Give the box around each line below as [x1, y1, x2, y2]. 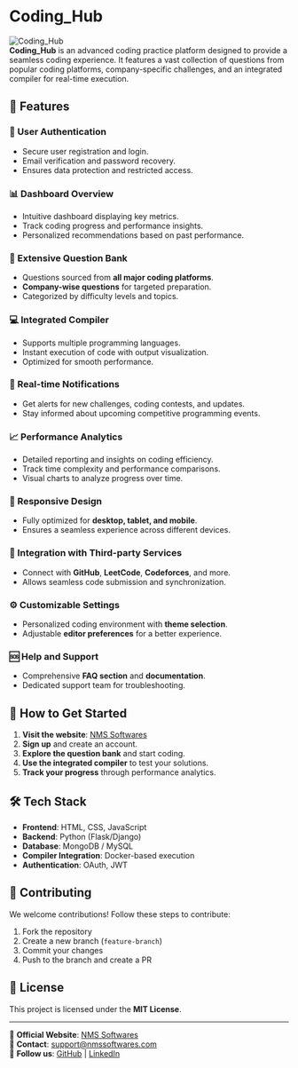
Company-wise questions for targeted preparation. [21, 281, 212, 292]
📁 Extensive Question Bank [9, 251, 129, 264]
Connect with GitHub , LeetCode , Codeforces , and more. [21, 566, 231, 578]
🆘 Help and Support [9, 650, 99, 662]
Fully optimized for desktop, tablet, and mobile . [21, 515, 198, 526]
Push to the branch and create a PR [21, 954, 153, 965]
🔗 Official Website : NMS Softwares [9, 1029, 139, 1040]
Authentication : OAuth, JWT [21, 859, 129, 870]
